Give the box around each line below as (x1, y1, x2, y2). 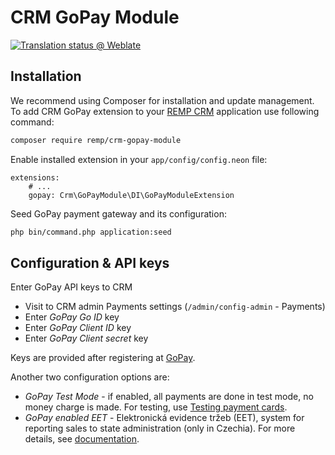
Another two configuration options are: (10, 371, 170, 383)
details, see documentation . (24, 433, 140, 445)
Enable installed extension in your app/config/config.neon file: (10, 153, 268, 165)
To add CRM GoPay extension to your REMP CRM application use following (10, 105, 320, 117)
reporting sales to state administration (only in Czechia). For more (24, 422, 296, 435)
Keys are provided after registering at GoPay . (10, 352, 196, 364)
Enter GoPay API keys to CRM (10, 281, 133, 293)
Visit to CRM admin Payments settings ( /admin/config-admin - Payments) (24, 301, 326, 313)
